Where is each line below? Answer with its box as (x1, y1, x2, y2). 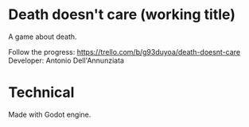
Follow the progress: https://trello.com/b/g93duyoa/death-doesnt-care (8, 47, 241, 56)
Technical (8, 83, 75, 102)
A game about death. (8, 32, 77, 41)
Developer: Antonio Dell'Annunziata (8, 56, 125, 65)
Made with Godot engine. (8, 110, 91, 119)
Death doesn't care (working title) (8, 6, 236, 24)
